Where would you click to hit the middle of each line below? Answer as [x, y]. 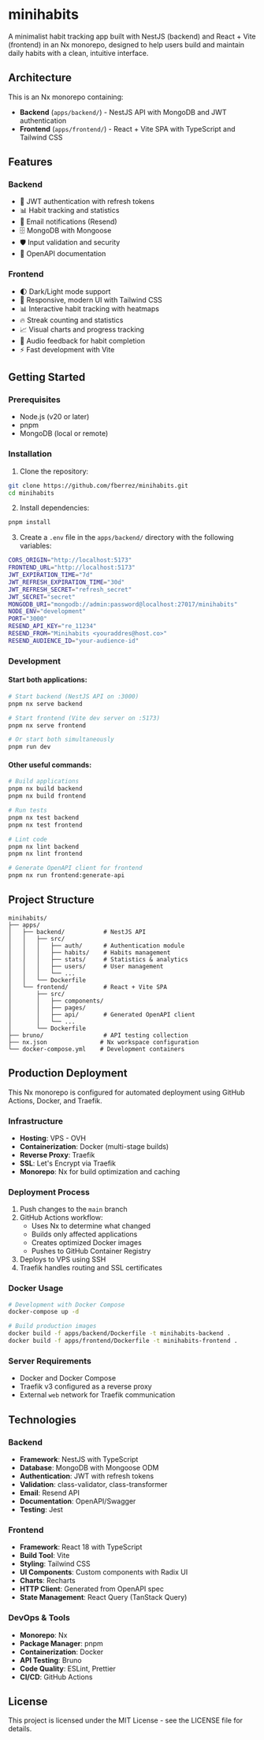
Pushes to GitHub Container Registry [91, 1251]
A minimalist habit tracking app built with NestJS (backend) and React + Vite [132, 36]
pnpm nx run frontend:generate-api [67, 876]
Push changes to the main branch [73, 1209]
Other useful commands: [50, 764]
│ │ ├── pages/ [47, 1008]
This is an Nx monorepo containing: [66, 97]
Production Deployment [68, 1073]
